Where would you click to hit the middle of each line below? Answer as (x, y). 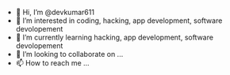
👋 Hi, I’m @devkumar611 (55, 12)
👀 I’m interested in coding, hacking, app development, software (119, 21)
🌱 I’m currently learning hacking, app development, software (115, 37)
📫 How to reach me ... (52, 63)
